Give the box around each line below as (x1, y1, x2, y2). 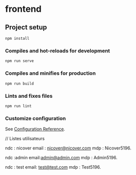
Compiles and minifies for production (5, 70, 96, 77)
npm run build (5, 81, 34, 86)
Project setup (5, 23, 48, 31)
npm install (5, 36, 29, 41)
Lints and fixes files (5, 92, 53, 99)
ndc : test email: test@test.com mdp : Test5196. (5, 164, 101, 170)
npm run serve (5, 58, 34, 63)
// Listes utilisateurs (5, 136, 45, 142)
